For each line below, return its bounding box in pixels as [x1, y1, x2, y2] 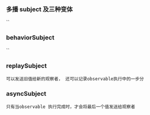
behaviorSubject [6, 33, 54, 42]
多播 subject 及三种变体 [6, 5, 73, 13]
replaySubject [6, 62, 47, 70]
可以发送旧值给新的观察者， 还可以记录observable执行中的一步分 [6, 76, 145, 82]
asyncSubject [6, 89, 47, 97]
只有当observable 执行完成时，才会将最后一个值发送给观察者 [6, 104, 136, 110]
